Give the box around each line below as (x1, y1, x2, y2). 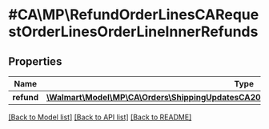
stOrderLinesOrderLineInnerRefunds (8, 22, 259, 41)
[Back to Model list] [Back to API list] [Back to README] (8, 112, 192, 122)
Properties (8, 54, 62, 68)
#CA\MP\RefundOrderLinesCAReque (8, 6, 259, 24)
